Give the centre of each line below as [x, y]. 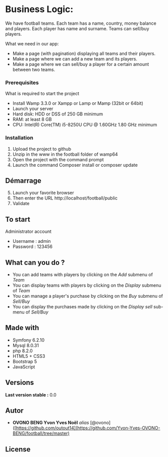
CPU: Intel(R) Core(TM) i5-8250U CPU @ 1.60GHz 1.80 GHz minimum [85, 125]
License [18, 449]
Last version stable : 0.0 [31, 395]
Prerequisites [22, 83]
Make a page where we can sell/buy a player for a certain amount [81, 64]
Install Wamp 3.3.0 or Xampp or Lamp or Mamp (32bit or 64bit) [78, 103]
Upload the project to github [42, 149]
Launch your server [33, 109]
